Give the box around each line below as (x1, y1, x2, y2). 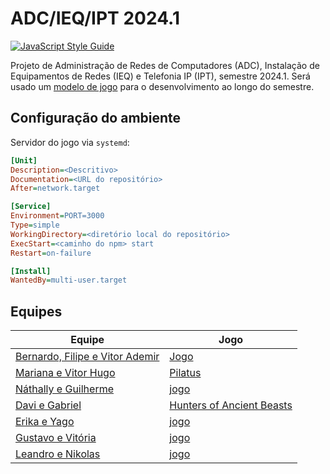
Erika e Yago (15, 415, 75, 429)
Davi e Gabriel (15, 398, 82, 412)
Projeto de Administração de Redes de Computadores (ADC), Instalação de (10, 59, 320, 71)
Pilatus (169, 366, 202, 380)
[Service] (10, 202, 52, 212)
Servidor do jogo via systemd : (10, 136, 130, 148)
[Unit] (10, 155, 38, 166)
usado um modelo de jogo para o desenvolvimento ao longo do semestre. (10, 80, 315, 92)
